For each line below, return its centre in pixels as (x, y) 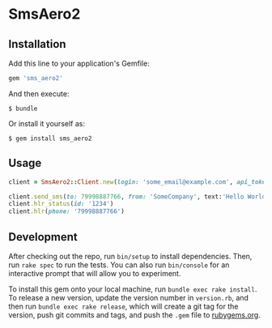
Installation (37, 44)
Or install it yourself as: (47, 123)
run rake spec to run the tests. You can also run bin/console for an (119, 265)
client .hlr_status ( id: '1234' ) (61, 204)
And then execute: (39, 93)
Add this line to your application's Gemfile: (79, 63)
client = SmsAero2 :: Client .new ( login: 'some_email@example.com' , (121, 182)
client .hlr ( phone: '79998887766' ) (67, 211)
